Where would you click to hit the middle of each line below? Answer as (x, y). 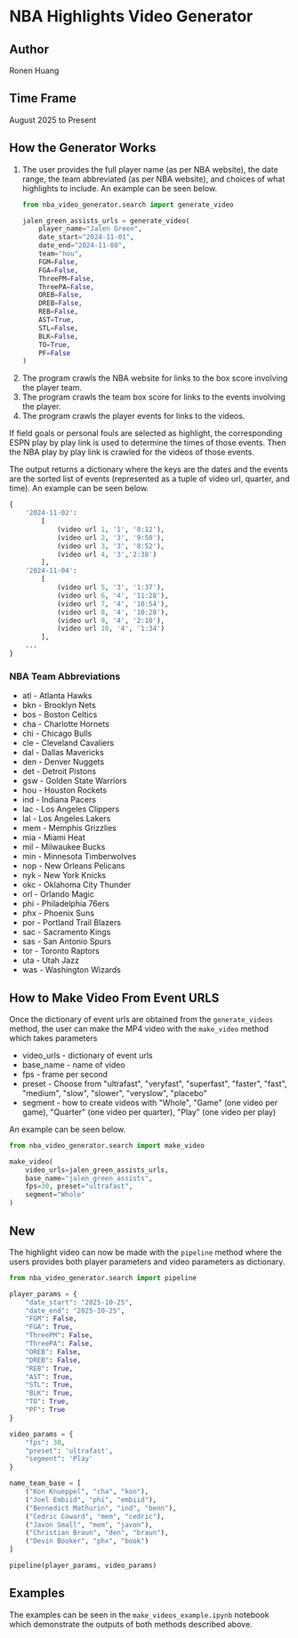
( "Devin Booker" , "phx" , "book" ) (87, 1541)
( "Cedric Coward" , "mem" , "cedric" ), (95, 1516)
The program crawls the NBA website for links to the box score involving (155, 378)
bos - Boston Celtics (60, 714)
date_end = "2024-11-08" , (82, 246)
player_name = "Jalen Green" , (90, 229)
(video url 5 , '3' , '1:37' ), (111, 587)
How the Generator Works (83, 148)
